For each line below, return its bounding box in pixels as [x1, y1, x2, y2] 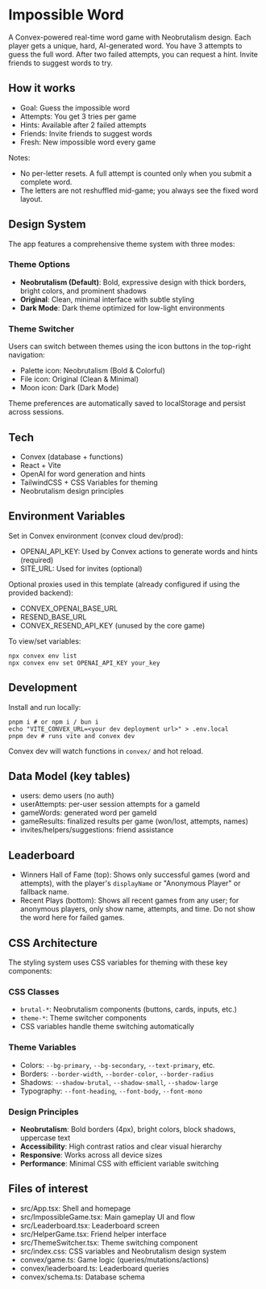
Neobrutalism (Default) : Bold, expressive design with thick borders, [19, 277, 247, 287]
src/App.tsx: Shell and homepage [19, 1203, 131, 1213]
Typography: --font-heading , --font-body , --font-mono [19, 1086, 203, 1095]
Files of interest [8, 1182, 89, 1195]
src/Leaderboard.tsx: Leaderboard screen [19, 1220, 160, 1230]
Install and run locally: [8, 702, 81, 711]
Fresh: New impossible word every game [19, 137, 156, 147]
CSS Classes [8, 986, 60, 997]
